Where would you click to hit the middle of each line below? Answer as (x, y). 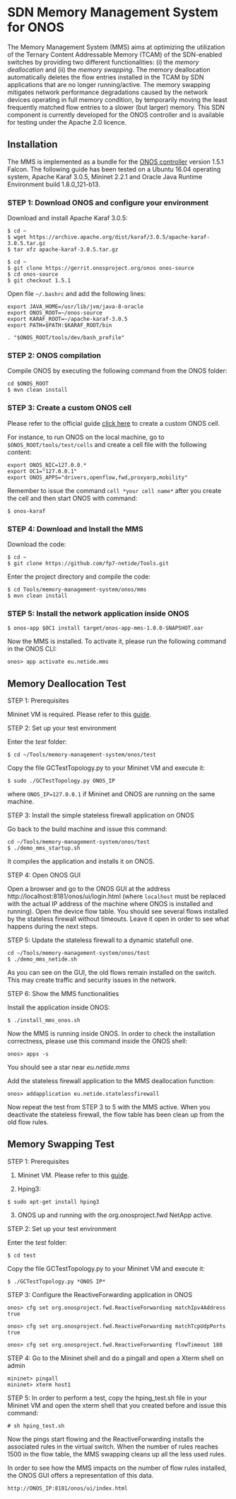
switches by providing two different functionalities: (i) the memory (103, 62)
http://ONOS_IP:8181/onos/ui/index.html (68, 1488)
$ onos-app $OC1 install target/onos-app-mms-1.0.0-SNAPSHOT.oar (105, 628)
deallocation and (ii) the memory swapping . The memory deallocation (109, 69)
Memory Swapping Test (61, 1144)
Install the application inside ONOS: (59, 1007)
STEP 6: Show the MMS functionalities (63, 994)
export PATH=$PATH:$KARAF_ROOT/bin (60, 326)
